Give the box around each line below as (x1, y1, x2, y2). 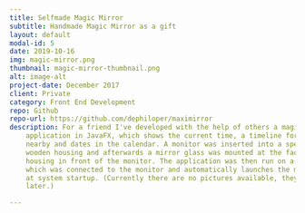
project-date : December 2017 (9, 81, 120, 90)
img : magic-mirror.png (9, 55, 95, 64)
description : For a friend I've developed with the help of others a (9, 123, 279, 132)
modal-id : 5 (9, 38, 54, 48)
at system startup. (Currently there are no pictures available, (25, 173, 279, 182)
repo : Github (9, 106, 59, 115)
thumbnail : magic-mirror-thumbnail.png (9, 64, 161, 73)
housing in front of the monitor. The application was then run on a (25, 156, 295, 166)
